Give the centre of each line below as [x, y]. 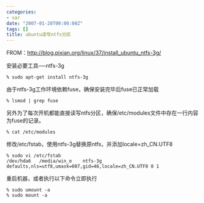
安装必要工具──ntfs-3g [36, 66]
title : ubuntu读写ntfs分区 [39, 35]
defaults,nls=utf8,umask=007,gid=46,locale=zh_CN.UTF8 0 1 [83, 166]
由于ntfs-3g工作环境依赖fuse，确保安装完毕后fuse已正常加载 [83, 90]
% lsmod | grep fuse [33, 101]
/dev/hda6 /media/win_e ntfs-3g [54, 161]
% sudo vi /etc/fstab [34, 156]
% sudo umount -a [28, 190]
